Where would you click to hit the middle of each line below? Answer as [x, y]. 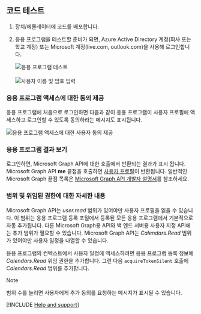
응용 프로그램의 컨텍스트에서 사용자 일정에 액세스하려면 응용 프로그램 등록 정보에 [100, 253]
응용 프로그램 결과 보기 [37, 150]
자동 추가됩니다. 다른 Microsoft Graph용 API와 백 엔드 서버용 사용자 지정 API [96, 225]
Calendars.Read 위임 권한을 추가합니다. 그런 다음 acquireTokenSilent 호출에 [97, 260]
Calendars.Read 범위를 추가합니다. [48, 268]
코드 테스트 [25, 11]
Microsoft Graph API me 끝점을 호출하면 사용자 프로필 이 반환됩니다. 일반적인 [97, 171]
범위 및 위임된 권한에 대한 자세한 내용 [56, 196]
